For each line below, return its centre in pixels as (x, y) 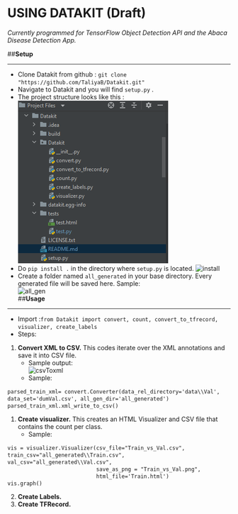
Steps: (27, 334)
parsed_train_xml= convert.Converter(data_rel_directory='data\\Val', (114, 391)
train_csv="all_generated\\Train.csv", (66, 455)
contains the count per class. (60, 426)
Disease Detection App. (42, 40)
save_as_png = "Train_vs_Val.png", (148, 469)
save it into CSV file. (47, 355)
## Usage (31, 298)
